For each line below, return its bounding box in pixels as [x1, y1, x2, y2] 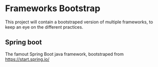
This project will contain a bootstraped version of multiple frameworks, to [5, 19, 153, 25]
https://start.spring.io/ [5, 56, 50, 62]
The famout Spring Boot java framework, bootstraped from [5, 51, 124, 57]
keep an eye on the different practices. [5, 24, 83, 30]
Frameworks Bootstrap [5, 3, 101, 14]
